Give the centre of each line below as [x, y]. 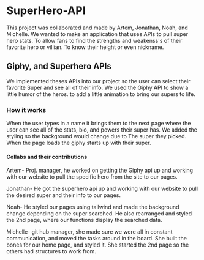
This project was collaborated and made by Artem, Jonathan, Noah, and [97, 28]
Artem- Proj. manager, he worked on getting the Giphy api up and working [100, 170]
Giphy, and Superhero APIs [59, 66]
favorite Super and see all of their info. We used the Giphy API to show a [97, 87]
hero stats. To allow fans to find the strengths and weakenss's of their [94, 40]
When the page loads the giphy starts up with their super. [79, 143]
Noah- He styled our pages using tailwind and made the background [93, 207]
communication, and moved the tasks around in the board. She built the [96, 239]
